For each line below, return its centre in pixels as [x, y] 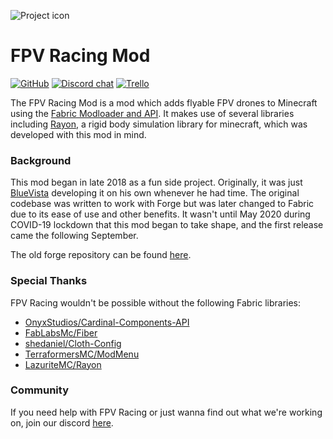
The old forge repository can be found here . [101, 255]
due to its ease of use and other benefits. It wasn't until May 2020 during [160, 214]
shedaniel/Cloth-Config [73, 343]
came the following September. [74, 236]
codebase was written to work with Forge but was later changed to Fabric [162, 204]
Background [41, 160]
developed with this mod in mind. [78, 134]
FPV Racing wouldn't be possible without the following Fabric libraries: [156, 302]
